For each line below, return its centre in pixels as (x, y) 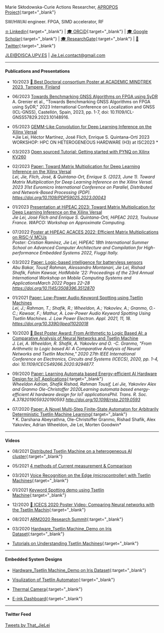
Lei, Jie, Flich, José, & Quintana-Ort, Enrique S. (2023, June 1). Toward (83, 177)
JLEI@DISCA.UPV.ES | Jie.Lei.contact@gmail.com (55, 55)
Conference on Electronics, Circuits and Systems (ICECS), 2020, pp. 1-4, (85, 359)
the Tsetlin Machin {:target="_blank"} (49, 510)
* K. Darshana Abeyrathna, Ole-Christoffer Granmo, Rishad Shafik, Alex (84, 420)
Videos (12, 440)
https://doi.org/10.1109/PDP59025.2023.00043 (59, 198)
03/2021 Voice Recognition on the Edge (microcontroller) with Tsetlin (82, 475)
